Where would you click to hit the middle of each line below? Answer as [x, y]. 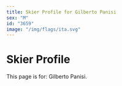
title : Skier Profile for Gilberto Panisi [61, 12]
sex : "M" [17, 18]
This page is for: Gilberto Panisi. [47, 77]
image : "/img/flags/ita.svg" [44, 29]
